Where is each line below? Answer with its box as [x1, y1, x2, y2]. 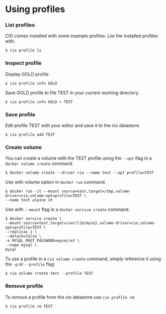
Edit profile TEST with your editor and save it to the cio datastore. [5, 122, 140, 129]
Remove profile [5, 283, 43, 290]
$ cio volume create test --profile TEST [5, 271, 94, 276]
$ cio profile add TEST [5, 132, 55, 137]
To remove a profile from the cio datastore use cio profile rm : [5, 294, 136, 300]
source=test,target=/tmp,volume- [61, 189, 132, 194]
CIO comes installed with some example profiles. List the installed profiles [5, 33, 158, 39]
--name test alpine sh [5, 198, 53, 203]
